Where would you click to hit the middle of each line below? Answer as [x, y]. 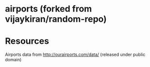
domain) [13, 60]
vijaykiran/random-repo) [56, 19]
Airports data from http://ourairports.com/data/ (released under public [75, 54]
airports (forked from [49, 9]
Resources [27, 41]
